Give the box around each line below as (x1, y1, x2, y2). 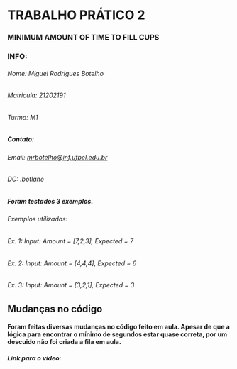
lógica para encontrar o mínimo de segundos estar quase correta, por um (7, 330, 228, 338)
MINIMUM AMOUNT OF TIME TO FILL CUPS (7, 33, 160, 43)
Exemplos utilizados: (7, 215, 68, 224)
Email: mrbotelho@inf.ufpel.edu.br (7, 153, 108, 161)
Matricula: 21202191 (7, 91, 66, 99)
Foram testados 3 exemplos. (7, 197, 94, 206)
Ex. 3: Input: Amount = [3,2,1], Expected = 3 (7, 281, 135, 290)
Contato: (7, 135, 34, 143)
